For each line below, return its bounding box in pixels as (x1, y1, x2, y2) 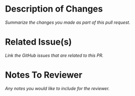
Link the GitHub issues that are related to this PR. (5, 52, 103, 58)
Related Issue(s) (5, 36, 72, 48)
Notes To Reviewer (5, 69, 83, 80)
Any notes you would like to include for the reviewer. (5, 85, 110, 91)
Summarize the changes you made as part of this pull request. (5, 19, 131, 25)
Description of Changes (5, 3, 103, 15)
